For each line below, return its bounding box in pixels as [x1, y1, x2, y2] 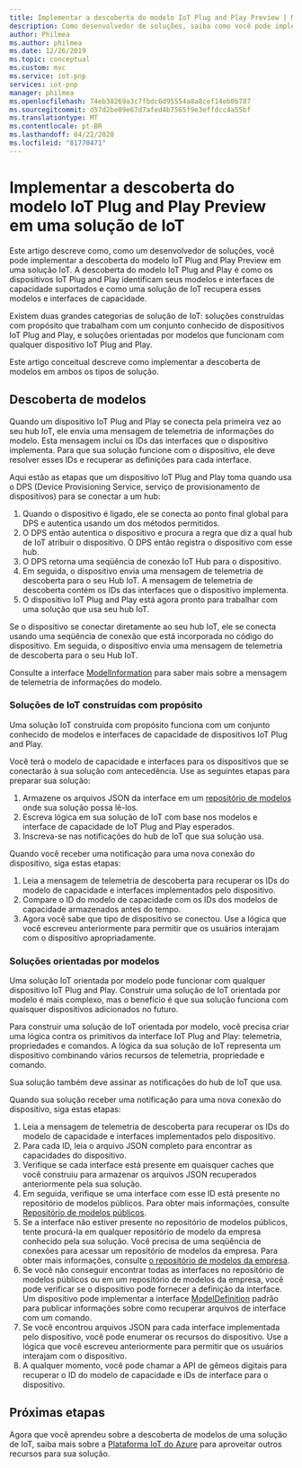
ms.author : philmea [9, 38, 83, 48]
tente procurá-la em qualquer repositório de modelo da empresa [22, 1226, 262, 1237]
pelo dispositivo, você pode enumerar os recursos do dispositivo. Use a [22, 1331, 289, 1342]
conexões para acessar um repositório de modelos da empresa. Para [22, 1246, 279, 1257]
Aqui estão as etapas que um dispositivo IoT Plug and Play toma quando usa [9, 471, 292, 482]
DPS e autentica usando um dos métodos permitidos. [22, 518, 220, 529]
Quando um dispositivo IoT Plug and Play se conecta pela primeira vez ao [9, 415, 281, 427]
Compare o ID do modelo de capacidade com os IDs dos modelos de [22, 894, 279, 904]
